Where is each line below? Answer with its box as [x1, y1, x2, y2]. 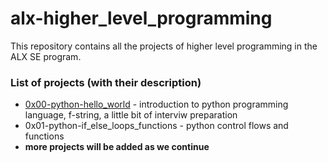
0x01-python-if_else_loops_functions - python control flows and [24, 120, 289, 132]
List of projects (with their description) [10, 75, 202, 89]
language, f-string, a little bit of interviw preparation [24, 109, 238, 121]
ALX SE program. [10, 50, 82, 62]
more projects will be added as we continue [24, 141, 210, 153]
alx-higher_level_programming [10, 7, 273, 30]
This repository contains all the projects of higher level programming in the [10, 40, 318, 52]
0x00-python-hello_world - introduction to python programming [24, 98, 289, 111]
